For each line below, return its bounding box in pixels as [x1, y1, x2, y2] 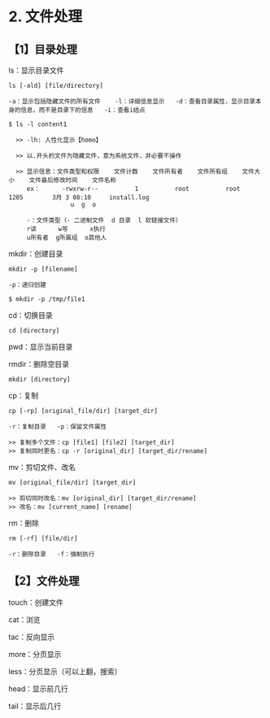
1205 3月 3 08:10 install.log [8, 194, 150, 202]
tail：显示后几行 [8, 701, 62, 711]
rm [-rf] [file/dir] [8, 534, 79, 542]
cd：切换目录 [8, 311, 53, 320]
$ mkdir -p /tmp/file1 [8, 295, 85, 303]
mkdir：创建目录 [8, 249, 63, 259]
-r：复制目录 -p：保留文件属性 [8, 423, 107, 431]
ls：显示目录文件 [8, 66, 64, 75]
